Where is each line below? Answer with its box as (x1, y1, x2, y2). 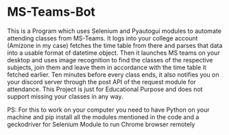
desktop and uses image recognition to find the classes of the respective (7, 56, 213, 64)
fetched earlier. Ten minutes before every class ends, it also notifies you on (7, 70, 219, 79)
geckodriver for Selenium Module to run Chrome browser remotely (7, 120, 195, 128)
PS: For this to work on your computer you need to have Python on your (7, 106, 210, 114)
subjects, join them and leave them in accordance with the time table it (7, 63, 207, 71)
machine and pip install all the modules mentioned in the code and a (7, 112, 200, 121)
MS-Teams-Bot (7, 4, 96, 20)
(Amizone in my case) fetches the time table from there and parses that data (7, 41, 223, 49)
